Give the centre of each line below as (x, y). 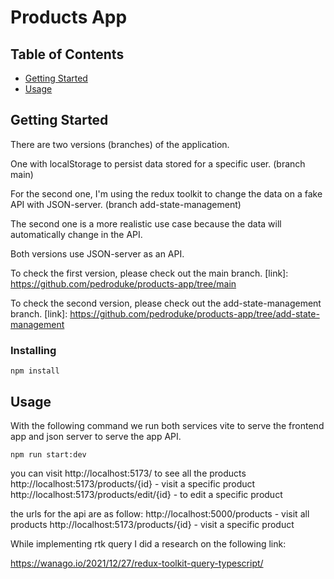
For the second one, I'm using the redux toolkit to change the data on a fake (166, 193)
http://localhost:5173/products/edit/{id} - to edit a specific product (146, 494)
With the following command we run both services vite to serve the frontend (167, 425)
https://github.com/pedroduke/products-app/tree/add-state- (194, 313)
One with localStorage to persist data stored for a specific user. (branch (158, 163)
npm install (35, 371)
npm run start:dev (48, 454)
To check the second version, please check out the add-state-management (166, 303)
